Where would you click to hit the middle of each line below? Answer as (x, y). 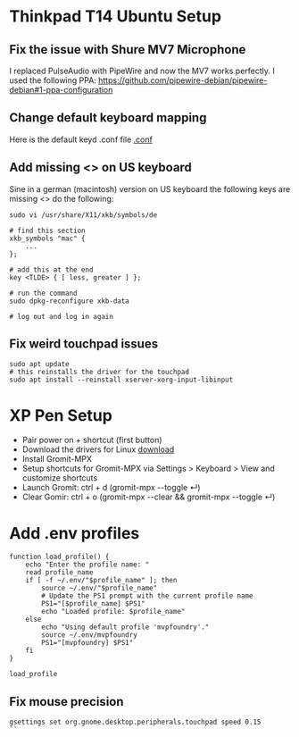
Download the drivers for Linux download (98, 449)
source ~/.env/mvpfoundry (90, 635)
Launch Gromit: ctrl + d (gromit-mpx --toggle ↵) (111, 488)
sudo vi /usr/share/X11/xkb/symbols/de (83, 215)
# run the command (43, 293)
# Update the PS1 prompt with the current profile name (147, 596)
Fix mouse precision (66, 702)
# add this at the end (51, 270)
